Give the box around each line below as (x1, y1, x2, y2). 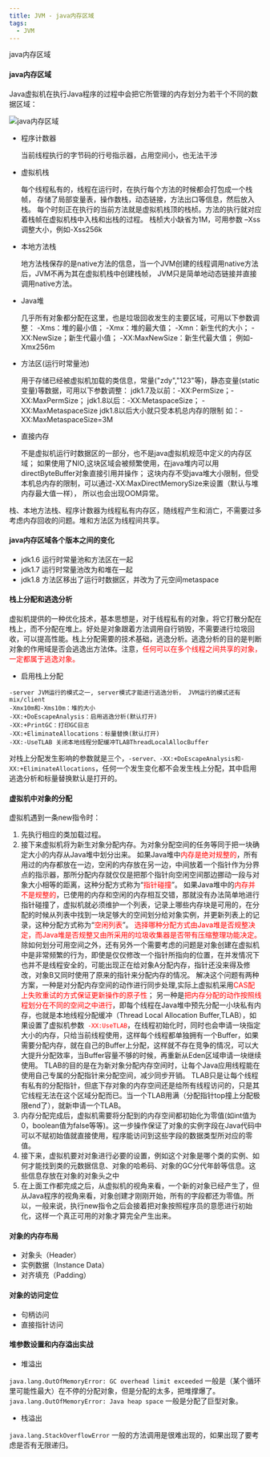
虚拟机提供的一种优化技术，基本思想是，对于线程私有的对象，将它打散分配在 (9, 613, 262, 623)
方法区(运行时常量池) (20, 358, 91, 368)
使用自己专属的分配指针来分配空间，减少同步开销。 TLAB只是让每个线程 (20, 1071, 259, 1081)
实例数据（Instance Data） (20, 1260, 109, 1270)
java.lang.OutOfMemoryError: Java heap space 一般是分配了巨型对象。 (9, 1396, 243, 1406)
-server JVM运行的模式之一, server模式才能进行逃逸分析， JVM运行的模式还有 (9, 688, 241, 697)
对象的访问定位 (9, 1290, 58, 1300)
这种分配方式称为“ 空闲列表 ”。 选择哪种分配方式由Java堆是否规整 (34, 920, 249, 930)
